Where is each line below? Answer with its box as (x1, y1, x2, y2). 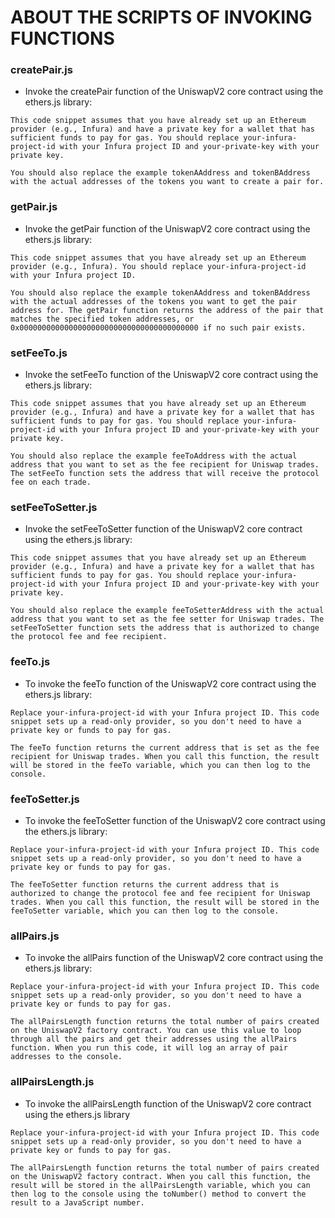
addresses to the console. (10, 1052, 123, 1062)
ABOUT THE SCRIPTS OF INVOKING (10, 6, 313, 29)
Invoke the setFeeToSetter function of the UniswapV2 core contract (24, 523, 303, 535)
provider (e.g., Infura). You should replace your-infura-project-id (10, 261, 307, 271)
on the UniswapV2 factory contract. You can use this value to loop (10, 1026, 302, 1036)
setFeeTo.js (10, 346, 68, 360)
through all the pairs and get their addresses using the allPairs (10, 1034, 298, 1045)
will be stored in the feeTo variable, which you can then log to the (10, 760, 311, 770)
